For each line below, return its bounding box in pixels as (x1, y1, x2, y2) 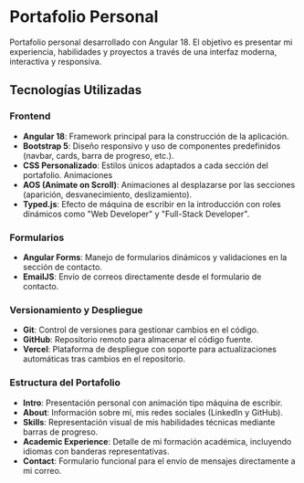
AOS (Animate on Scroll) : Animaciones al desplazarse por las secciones (22, 179, 296, 190)
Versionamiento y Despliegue (9, 303, 143, 316)
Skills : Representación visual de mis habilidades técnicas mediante (22, 416, 276, 427)
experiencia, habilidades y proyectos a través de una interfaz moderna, (9, 46, 278, 57)
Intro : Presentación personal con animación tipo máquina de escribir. (22, 397, 283, 408)
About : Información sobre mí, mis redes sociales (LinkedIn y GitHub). (22, 406, 283, 417)
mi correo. (22, 465, 62, 476)
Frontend (9, 110, 51, 122)
